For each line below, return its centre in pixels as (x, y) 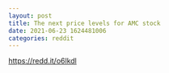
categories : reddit (41, 38)
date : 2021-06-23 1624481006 (57, 30)
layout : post (30, 16)
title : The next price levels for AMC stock (84, 23)
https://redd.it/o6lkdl (42, 61)
